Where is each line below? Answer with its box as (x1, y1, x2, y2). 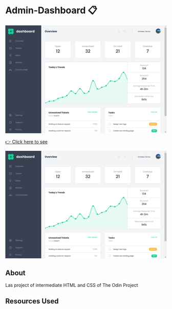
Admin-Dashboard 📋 (5, 5, 97, 16)
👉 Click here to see (5, 139, 48, 145)
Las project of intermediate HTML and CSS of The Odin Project (5, 282, 138, 288)
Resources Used (5, 297, 59, 306)
